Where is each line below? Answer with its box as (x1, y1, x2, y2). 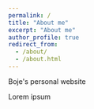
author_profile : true (8, 33, 80, 42)
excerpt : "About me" (8, 26, 77, 34)
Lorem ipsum (8, 92, 51, 101)
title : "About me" (8, 19, 69, 27)
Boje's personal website (8, 76, 87, 86)
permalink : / (8, 11, 51, 20)
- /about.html (15, 56, 62, 64)
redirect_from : (8, 41, 58, 49)
